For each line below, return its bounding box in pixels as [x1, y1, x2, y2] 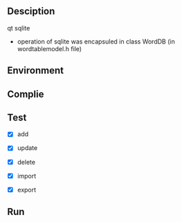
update [17, 144, 38, 152]
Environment [7, 65, 64, 77]
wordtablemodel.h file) [17, 44, 82, 53]
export [17, 185, 37, 194]
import [17, 172, 37, 180]
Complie [7, 88, 44, 100]
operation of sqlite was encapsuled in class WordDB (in [17, 37, 175, 46]
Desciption [7, 6, 55, 17]
